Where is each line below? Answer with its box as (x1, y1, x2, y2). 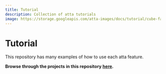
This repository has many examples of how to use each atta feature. (5, 54, 144, 60)
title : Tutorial (5, 7, 39, 12)
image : (5, 16, 19, 21)
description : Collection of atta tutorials (5, 12, 96, 17)
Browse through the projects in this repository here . (5, 64, 114, 70)
